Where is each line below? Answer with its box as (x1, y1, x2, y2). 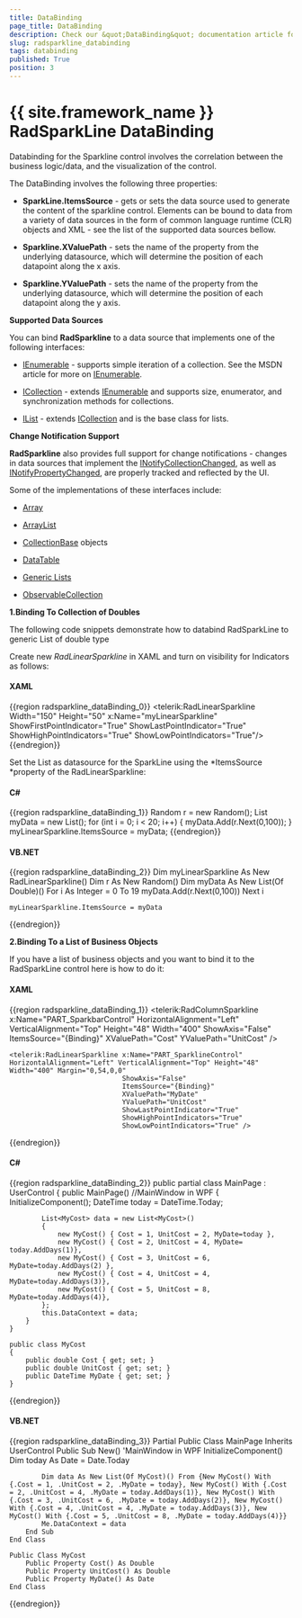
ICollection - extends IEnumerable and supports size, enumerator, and (22, 386, 282, 397)
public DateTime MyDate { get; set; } (25, 1371, 171, 1380)
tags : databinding (9, 47, 78, 56)
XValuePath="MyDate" (121, 1090, 200, 1099)
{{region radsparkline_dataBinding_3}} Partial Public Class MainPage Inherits (9, 1436, 293, 1447)
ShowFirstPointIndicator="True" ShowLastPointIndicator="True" (9, 721, 247, 732)
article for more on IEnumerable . (22, 368, 142, 379)
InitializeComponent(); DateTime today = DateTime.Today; (9, 1196, 224, 1207)
